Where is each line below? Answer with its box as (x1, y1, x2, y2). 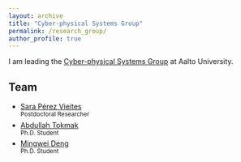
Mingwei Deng (19, 139, 69, 148)
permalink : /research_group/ (8, 27, 107, 35)
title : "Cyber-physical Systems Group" (8, 19, 144, 28)
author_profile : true (8, 34, 82, 43)
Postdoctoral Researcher (19, 110, 90, 118)
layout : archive (8, 11, 63, 20)
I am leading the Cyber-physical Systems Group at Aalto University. (8, 57, 234, 66)
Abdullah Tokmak (19, 120, 79, 130)
